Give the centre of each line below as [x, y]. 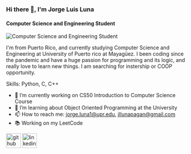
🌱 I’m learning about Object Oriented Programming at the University [96, 108]
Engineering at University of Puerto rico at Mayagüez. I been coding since [95, 54]
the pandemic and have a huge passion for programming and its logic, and [95, 60]
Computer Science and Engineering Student [61, 23]
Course [23, 101]
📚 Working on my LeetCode [48, 123]
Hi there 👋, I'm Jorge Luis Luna [50, 9]
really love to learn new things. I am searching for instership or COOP [89, 66]
